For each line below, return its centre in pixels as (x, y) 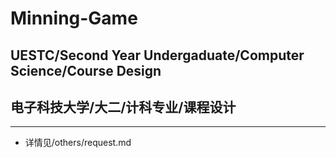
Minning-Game (74, 18)
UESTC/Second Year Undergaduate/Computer (157, 55)
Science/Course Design (86, 70)
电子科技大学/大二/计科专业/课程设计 (123, 107)
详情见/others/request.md (78, 143)
